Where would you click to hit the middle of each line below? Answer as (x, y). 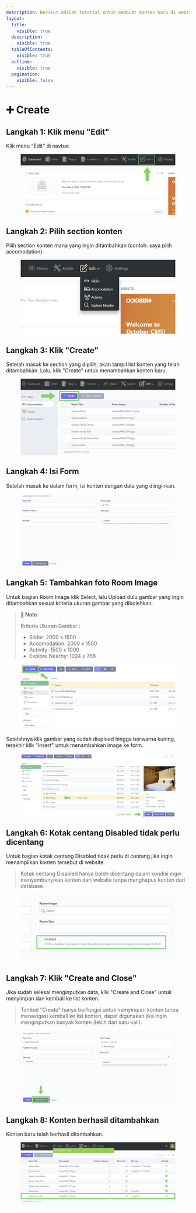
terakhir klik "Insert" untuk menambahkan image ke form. (75, 745)
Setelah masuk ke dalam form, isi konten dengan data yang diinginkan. (91, 485)
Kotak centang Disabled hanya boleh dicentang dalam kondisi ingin (101, 874)
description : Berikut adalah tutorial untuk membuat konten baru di (91, 12)
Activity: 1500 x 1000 (54, 649)
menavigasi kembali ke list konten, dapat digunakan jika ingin (94, 1016)
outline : (22, 61)
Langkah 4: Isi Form (43, 472)
